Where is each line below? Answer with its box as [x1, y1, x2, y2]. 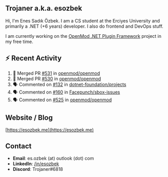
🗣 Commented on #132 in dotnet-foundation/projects [12, 81, 127, 87]
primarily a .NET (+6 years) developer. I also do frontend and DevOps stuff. [5, 23, 164, 29]
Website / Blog [5, 114, 53, 122]
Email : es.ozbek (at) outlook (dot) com [12, 156, 94, 162]
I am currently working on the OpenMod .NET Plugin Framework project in [5, 33, 162, 39]
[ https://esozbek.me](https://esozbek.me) [5, 127, 94, 133]
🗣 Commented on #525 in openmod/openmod [12, 97, 112, 103]
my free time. [5, 38, 33, 45]
